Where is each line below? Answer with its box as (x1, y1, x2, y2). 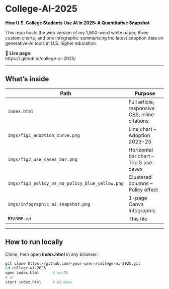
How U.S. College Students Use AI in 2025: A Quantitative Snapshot (5, 20, 150, 26)
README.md (8, 216, 31, 221)
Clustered (128, 173, 152, 180)
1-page (128, 194, 147, 201)
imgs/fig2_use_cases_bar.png (8, 156, 77, 162)
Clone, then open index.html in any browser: (5, 251, 98, 257)
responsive (128, 105, 155, 112)
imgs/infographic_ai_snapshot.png (8, 201, 91, 207)
